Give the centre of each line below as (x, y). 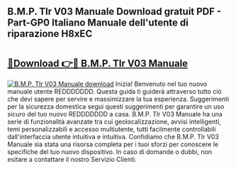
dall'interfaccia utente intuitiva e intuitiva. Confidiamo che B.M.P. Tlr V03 (113, 137)
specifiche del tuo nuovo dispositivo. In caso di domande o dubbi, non (110, 152)
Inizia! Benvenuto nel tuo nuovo (162, 84)
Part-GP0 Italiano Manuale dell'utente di (98, 23)
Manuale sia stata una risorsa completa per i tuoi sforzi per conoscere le (113, 144)
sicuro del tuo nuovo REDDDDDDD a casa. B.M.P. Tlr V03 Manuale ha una (115, 114)
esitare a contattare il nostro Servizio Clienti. (72, 159)
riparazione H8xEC (50, 34)
